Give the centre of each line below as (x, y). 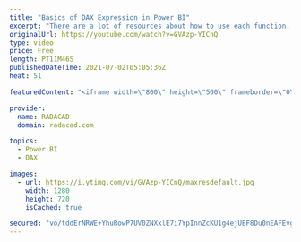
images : (24, 174)
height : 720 (47, 199)
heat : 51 (26, 76)
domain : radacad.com (56, 125)
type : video (31, 43)
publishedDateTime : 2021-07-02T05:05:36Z (88, 68)
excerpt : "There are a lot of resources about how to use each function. (150, 26)
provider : (28, 108)
